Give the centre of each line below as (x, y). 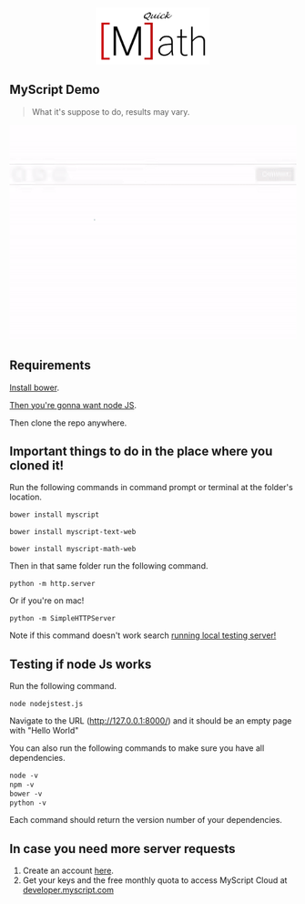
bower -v (26, 794)
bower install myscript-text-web (73, 532)
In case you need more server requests (122, 849)
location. (26, 497)
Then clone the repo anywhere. (68, 423)
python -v (28, 803)
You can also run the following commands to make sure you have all (137, 748)
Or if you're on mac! (47, 601)
